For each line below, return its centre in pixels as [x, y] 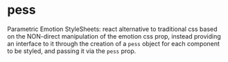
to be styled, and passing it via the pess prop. [72, 51]
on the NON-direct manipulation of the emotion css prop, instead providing [114, 36]
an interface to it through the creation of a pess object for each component [114, 43]
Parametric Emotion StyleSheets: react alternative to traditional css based [112, 29]
